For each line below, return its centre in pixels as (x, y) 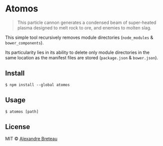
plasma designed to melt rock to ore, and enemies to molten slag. (84, 27)
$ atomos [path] (22, 112)
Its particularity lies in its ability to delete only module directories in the (78, 52)
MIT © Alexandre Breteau (31, 139)
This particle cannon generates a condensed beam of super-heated (87, 22)
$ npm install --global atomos (38, 85)
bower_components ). (24, 42)
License (18, 127)
